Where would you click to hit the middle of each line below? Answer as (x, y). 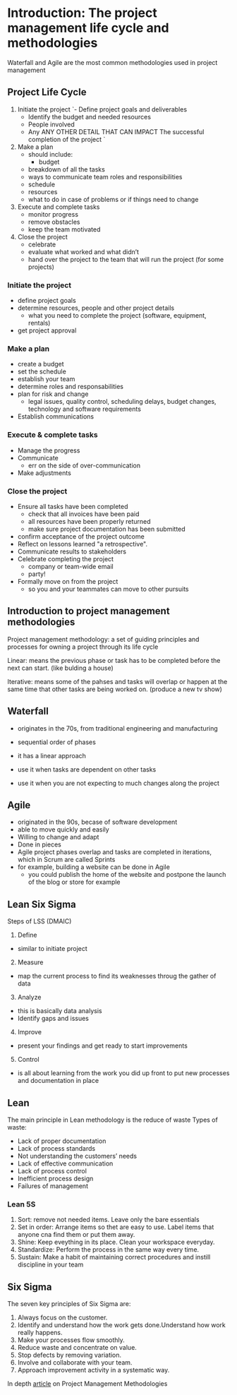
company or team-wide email (71, 566)
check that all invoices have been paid (84, 514)
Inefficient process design (55, 1178)
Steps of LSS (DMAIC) (39, 921)
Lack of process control (52, 1171)
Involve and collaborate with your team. (75, 1363)
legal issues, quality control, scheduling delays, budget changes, (122, 402)
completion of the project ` (67, 139)
